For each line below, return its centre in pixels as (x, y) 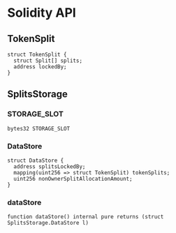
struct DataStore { (36, 160)
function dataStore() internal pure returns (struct (86, 217)
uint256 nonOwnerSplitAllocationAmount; (73, 179)
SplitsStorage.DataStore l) (48, 223)
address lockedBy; (41, 67)
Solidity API (42, 13)
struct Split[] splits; (48, 61)
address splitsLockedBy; (50, 166)
